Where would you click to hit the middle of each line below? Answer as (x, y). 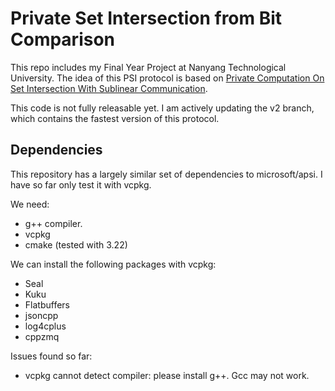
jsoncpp (41, 315)
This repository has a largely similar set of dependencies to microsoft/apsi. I (166, 174)
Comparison (63, 39)
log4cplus (45, 326)
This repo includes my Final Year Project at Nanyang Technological (148, 67)
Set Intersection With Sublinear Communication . (109, 88)
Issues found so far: (51, 356)
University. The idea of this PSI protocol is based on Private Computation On (167, 78)
